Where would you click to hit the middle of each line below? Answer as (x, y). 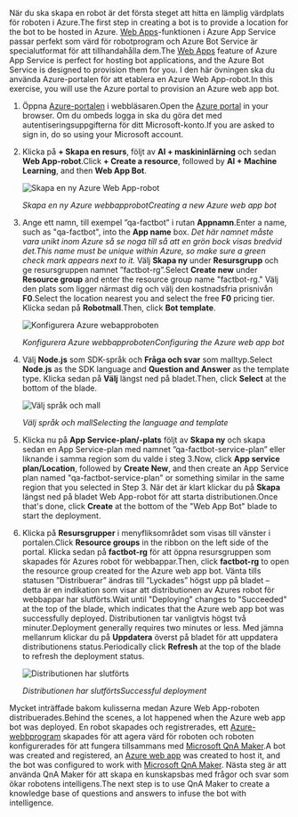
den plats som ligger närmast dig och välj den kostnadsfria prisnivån (147, 289)
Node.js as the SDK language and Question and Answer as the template (156, 369)
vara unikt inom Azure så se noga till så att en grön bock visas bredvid (152, 241)
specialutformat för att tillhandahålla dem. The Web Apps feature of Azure (143, 51)
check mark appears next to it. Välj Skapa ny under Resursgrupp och (150, 260)
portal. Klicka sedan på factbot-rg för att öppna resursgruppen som (146, 552)
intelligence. (32, 803)
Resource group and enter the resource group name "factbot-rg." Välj (150, 279)
